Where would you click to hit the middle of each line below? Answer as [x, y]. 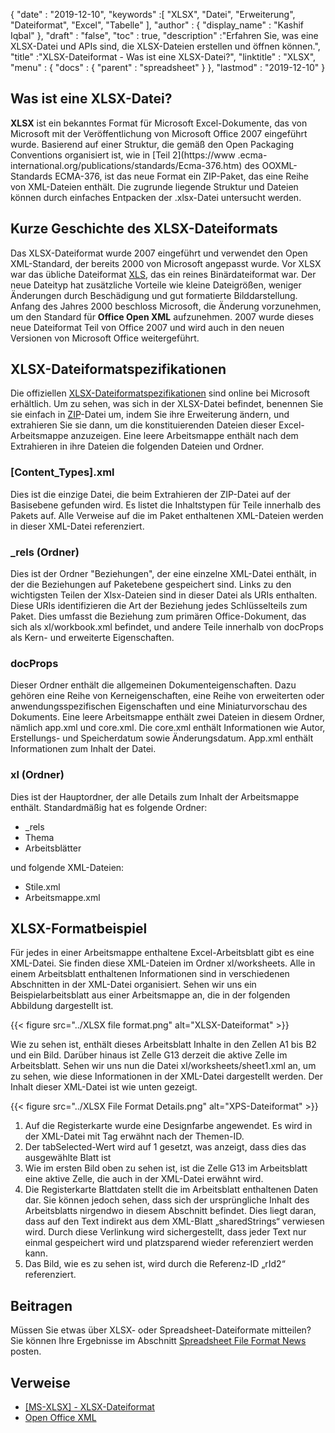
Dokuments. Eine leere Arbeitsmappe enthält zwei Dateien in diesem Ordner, [168, 717]
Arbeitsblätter [53, 848]
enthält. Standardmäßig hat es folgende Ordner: [109, 807]
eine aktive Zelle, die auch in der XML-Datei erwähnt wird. [144, 1179]
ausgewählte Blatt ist [68, 1158]
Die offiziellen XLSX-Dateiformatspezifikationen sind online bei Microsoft [160, 393]
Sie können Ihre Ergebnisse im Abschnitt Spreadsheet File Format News [158, 1341]
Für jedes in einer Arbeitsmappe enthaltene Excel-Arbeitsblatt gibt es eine [162, 953]
